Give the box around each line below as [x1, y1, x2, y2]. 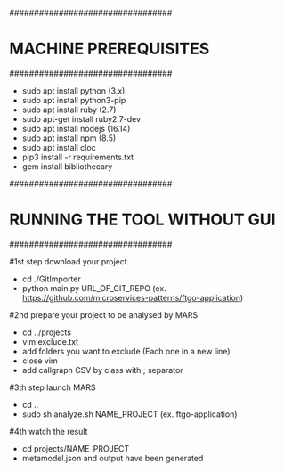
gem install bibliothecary [21, 160, 113, 172]
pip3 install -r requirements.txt [21, 151, 134, 162]
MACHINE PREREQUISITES [9, 39, 210, 59]
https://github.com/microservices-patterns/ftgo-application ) [21, 292, 244, 303]
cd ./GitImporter [21, 273, 82, 284]
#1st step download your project [9, 256, 127, 266]
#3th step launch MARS [9, 382, 96, 393]
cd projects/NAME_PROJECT [21, 443, 130, 453]
